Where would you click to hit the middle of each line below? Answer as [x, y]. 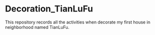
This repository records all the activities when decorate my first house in [78, 22]
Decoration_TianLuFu [49, 9]
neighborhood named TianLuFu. [37, 27]
